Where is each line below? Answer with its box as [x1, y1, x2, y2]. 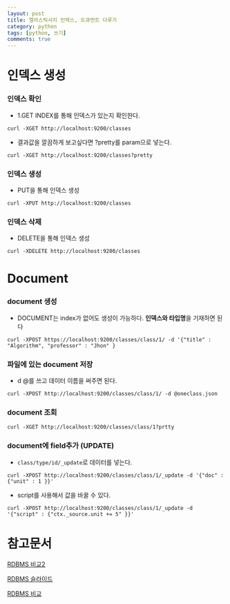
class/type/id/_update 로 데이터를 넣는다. [17, 457, 133, 466]
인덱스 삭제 [7, 217, 42, 227]
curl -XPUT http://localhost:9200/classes [7, 200, 131, 207]
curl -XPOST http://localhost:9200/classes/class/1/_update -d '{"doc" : [7, 471, 224, 479]
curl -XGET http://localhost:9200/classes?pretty [7, 151, 153, 159]
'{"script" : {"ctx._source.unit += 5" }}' [7, 511, 135, 518]
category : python [7, 23, 57, 30]
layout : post [7, 10, 45, 17]
